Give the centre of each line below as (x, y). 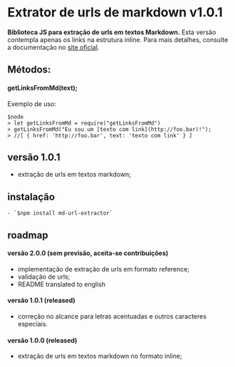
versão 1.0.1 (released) (42, 301)
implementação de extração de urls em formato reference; (104, 269)
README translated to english (61, 284)
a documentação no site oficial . (53, 47)
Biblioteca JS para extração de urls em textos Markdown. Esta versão (112, 32)
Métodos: (29, 69)
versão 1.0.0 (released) (42, 340)
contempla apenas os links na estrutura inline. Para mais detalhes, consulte (118, 39)
